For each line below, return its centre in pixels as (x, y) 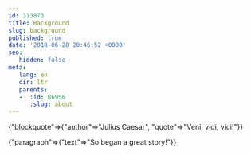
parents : (33, 89)
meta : (17, 68)
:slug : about (51, 104)
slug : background (37, 30)
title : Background (39, 23)
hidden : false (42, 60)
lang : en (33, 75)
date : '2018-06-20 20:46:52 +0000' (67, 45)
